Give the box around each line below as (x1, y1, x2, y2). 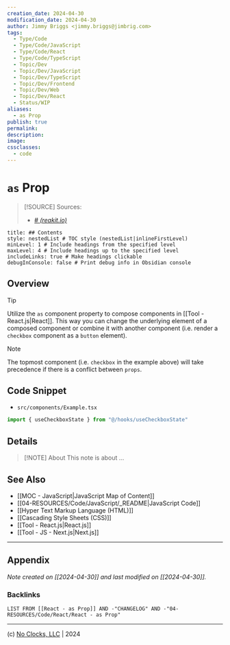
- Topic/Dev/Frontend (13, 80, 75, 87)
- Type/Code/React (13, 49, 66, 56)
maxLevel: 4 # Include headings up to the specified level (7, 247, 179, 254)
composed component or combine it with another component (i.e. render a (7, 324, 218, 332)
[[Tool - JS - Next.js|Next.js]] (16, 528, 99, 536)
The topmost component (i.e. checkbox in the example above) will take (7, 357, 204, 366)
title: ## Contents (7, 229, 63, 236)
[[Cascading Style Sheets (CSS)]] (16, 513, 112, 521)
